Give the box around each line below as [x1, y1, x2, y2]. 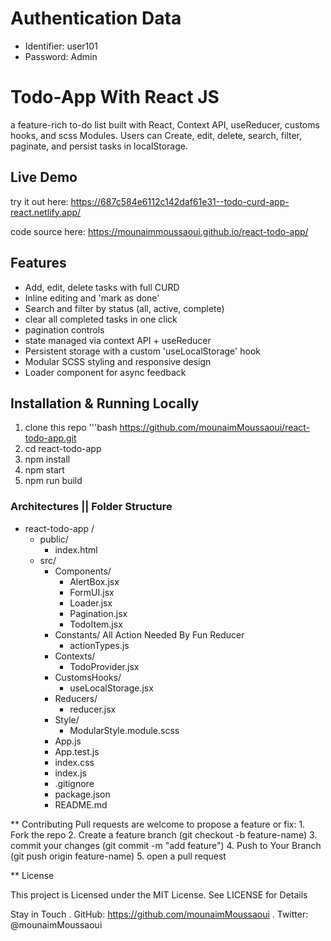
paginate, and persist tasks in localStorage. [10, 140, 189, 152]
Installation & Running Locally [10, 395, 200, 412]
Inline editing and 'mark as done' [24, 292, 160, 304]
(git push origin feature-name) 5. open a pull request [10, 850, 227, 862]
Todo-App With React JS [10, 86, 220, 109]
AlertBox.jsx [69, 575, 120, 587]
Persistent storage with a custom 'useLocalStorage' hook [24, 345, 261, 357]
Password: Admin [24, 50, 98, 62]
